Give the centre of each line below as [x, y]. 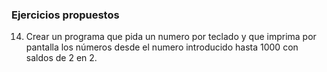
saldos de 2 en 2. [61, 58]
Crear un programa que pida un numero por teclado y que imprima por [171, 37]
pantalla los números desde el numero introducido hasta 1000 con [162, 47]
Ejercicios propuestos [65, 15]
